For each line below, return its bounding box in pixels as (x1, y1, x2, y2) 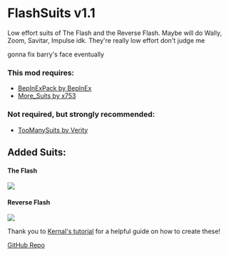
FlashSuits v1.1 (7, 5, 96, 21)
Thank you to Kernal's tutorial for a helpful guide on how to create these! (7, 227, 221, 236)
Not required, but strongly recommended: (7, 109, 156, 119)
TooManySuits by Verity (17, 126, 88, 134)
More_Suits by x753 (17, 91, 76, 101)
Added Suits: (7, 146, 66, 158)
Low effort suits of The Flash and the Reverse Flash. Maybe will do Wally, (7, 29, 223, 37)
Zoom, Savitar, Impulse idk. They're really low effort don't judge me (7, 36, 205, 44)
